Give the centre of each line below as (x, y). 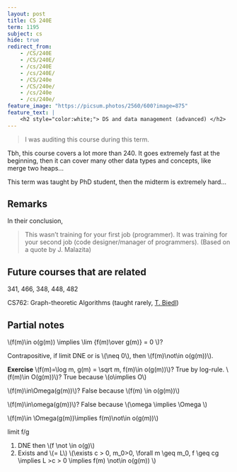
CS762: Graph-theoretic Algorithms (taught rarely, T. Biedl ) (93, 303)
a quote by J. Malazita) (58, 250)
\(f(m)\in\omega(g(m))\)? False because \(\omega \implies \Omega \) (107, 405)
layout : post (27, 14)
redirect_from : (30, 47)
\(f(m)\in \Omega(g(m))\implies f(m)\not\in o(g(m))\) (83, 418)
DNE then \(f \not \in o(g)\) (56, 446)
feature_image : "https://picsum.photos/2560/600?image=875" (98, 106)
